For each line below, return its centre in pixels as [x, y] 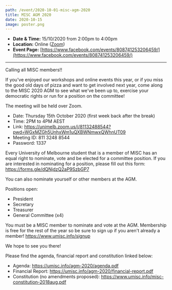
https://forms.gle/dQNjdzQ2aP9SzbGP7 [47, 169]
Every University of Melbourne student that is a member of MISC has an [81, 153]
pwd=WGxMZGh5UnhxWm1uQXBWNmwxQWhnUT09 [69, 132]
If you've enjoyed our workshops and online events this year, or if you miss [84, 80]
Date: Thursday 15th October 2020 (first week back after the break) [84, 116]
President [23, 199]
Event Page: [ [27, 50]
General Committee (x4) [38, 215]
